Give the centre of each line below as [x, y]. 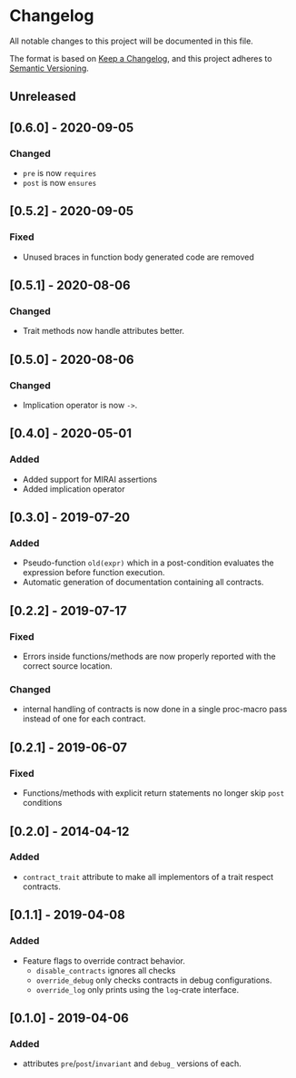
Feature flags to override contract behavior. [104, 960]
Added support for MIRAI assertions [89, 479]
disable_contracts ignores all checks [106, 970]
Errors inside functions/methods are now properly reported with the [149, 657]
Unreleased [43, 97]
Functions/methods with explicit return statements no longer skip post [153, 793]
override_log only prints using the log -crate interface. [137, 989]
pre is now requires [59, 173]
